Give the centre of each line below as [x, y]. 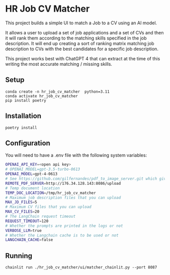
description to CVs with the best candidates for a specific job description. [82, 49]
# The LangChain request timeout [40, 216]
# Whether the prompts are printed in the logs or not [64, 226]
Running [19, 256]
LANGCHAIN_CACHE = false [29, 240]
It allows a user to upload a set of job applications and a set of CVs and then [84, 32]
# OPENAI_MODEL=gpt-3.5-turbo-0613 [43, 169]
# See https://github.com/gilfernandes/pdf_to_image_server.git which [81, 179]
